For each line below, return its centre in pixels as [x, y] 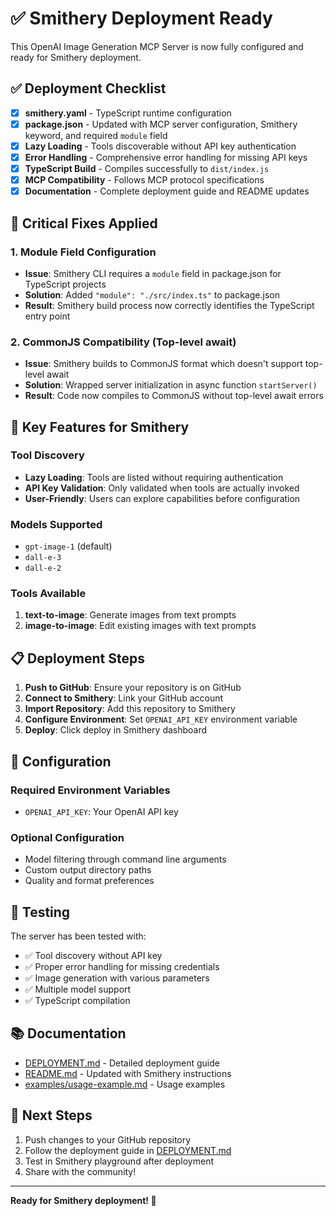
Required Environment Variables [90, 790]
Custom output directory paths [88, 870]
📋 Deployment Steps [77, 658]
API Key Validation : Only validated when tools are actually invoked [162, 488]
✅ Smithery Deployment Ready [141, 18]
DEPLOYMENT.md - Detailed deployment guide [122, 1063]
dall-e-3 [43, 558]
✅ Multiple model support [78, 989]
